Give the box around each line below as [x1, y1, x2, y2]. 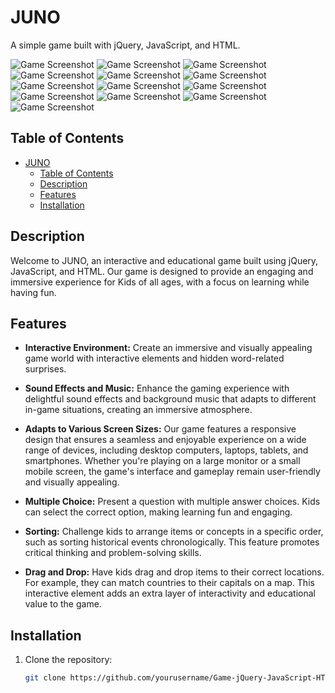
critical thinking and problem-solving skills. [24, 547, 202, 559]
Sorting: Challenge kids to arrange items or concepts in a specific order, [24, 526, 324, 538]
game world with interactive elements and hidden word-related [24, 352, 285, 365]
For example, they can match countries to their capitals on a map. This [24, 577, 315, 589]
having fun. [10, 286, 57, 298]
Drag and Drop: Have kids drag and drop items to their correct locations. [24, 566, 325, 578]
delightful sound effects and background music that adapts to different [24, 393, 317, 405]
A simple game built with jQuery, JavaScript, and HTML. [10, 39, 241, 51]
